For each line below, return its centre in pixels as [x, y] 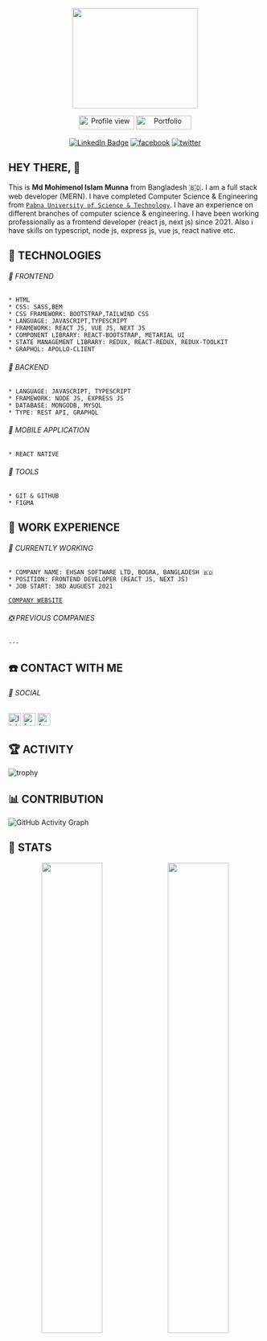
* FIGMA [21, 503]
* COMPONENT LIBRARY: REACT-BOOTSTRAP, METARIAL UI [97, 335]
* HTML [19, 300]
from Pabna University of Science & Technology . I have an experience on [131, 204]
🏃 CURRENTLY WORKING [51, 548]
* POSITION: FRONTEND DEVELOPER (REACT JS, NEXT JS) [99, 579]
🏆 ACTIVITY [41, 749]
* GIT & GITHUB [34, 496]
